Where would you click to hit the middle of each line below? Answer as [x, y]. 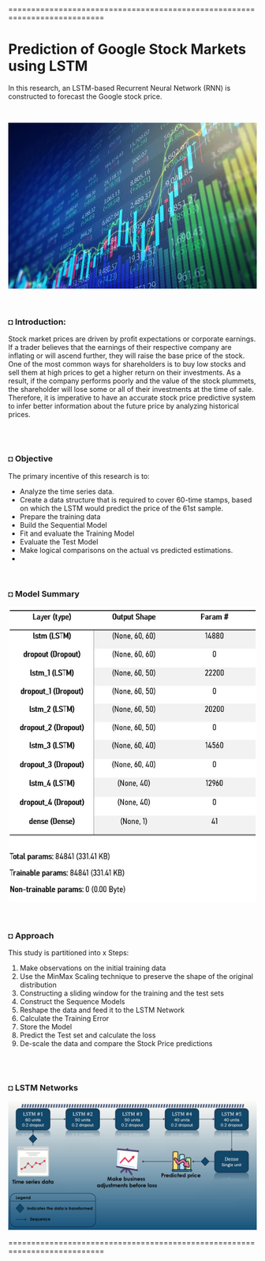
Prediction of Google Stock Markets [127, 49]
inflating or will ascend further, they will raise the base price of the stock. [127, 356]
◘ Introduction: [37, 322]
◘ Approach [31, 935]
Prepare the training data [60, 516]
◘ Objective [31, 459]
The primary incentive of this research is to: [79, 476]
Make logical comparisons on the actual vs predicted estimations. [126, 550]
